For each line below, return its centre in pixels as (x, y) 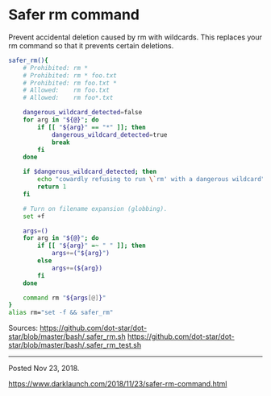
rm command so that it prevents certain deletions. (91, 45)
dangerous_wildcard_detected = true (109, 134)
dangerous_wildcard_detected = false (83, 113)
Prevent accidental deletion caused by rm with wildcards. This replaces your (135, 37)
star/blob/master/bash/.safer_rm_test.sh (75, 345)
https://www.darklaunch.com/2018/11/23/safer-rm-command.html (118, 384)
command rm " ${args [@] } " (65, 298)
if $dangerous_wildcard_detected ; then (90, 172)
